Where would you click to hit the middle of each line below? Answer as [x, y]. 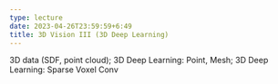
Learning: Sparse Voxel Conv [64, 70]
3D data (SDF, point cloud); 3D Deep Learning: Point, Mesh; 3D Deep [139, 61]
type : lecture [36, 18]
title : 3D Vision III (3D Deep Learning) [89, 34]
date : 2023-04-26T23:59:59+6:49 [71, 26]
